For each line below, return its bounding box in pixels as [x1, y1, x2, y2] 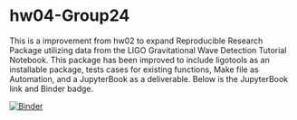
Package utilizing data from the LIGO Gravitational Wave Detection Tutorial [9, 44, 287, 55]
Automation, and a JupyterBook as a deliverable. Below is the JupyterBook [9, 73, 289, 84]
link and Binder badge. [9, 83, 94, 94]
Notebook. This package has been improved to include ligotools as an [9, 54, 270, 65]
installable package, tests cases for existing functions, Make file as [9, 64, 260, 75]
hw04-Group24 [9, 5, 130, 26]
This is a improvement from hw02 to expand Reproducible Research [9, 35, 263, 46]
